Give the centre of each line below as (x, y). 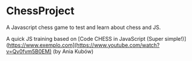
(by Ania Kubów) (73, 51)
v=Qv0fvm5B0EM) (29, 51)
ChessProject (40, 11)
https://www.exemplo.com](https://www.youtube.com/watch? (84, 45)
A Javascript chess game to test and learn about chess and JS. (84, 27)
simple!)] (175, 38)
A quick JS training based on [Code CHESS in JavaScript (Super (85, 38)
